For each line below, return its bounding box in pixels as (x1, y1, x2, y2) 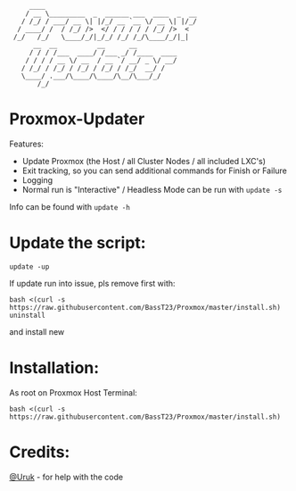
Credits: (9, 442, 70, 462)
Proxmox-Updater (9, 109, 145, 129)
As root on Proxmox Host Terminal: (9, 387, 138, 398)
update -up (9, 262, 50, 271)
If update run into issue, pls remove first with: (9, 278, 176, 288)
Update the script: (9, 233, 146, 254)
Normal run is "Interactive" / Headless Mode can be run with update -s (21, 184, 283, 195)
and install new (9, 326, 65, 337)
